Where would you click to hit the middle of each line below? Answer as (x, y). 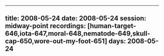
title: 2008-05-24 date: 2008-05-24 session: (76, 18)
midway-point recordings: (46, 26)
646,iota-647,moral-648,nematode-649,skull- (78, 34)
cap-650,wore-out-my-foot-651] (56, 41)
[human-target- (112, 26)
